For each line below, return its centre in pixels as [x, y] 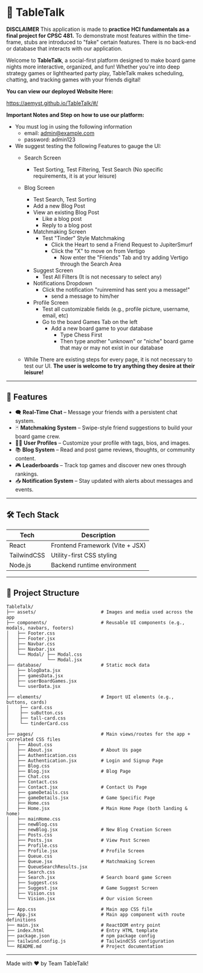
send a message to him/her [85, 296]
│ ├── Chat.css [28, 777]
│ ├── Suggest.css [32, 883]
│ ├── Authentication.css [42, 756]
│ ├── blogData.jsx [34, 671]
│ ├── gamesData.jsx [35, 676]
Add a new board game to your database [102, 328]
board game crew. [37, 436]
